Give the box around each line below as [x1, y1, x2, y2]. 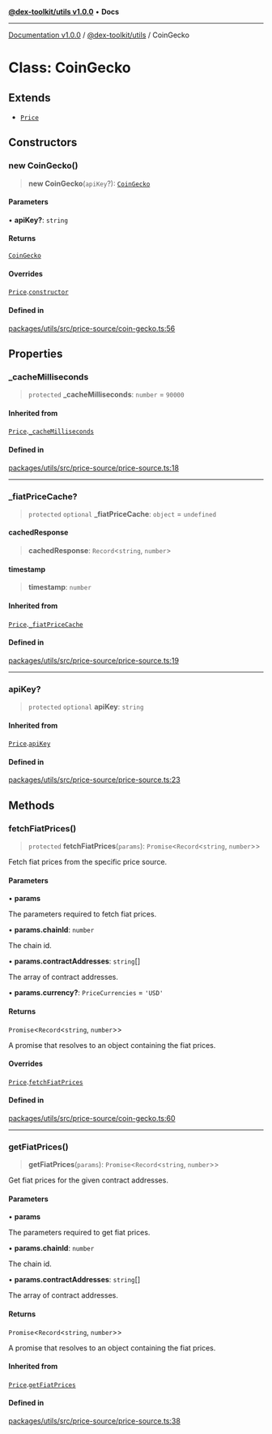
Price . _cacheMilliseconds [8, 426, 95, 436]
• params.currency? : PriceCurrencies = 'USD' [8, 988, 164, 998]
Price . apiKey [8, 738, 51, 749]
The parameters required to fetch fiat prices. [8, 909, 157, 919]
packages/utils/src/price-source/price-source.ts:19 [8, 655, 180, 665]
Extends [8, 91, 51, 105]
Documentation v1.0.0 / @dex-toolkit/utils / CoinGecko [8, 30, 190, 40]
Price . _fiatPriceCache [8, 619, 83, 629]
